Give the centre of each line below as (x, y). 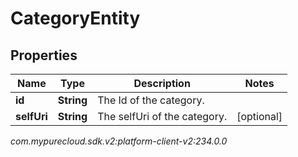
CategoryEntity (75, 18)
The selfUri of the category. (162, 116)
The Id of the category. (151, 100)
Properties (44, 55)
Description (162, 83)
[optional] (259, 116)
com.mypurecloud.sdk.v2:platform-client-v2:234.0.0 (119, 141)
